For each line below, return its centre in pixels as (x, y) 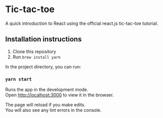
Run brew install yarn (36, 57)
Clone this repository (34, 51)
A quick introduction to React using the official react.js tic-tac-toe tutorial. (82, 23)
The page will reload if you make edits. (45, 105)
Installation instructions (43, 39)
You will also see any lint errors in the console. (53, 110)
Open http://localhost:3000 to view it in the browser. (60, 95)
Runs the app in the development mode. (47, 90)
